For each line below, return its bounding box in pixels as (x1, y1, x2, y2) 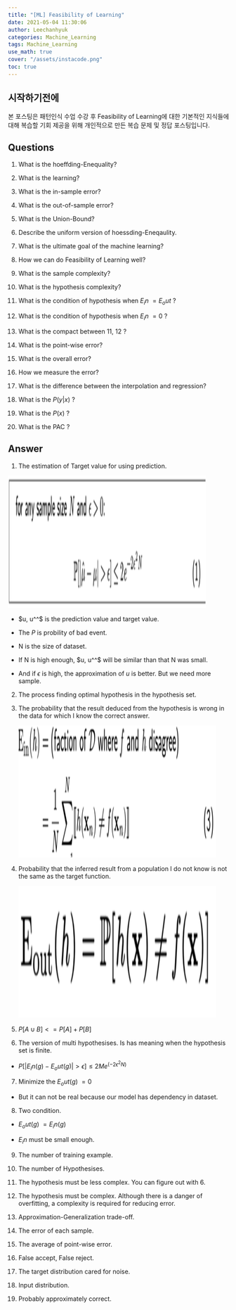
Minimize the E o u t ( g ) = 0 (18, 1077, 92, 1087)
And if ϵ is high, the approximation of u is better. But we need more (18, 669, 211, 678)
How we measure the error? (18, 368, 99, 376)
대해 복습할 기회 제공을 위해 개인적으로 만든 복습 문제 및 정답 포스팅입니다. (8, 120, 210, 129)
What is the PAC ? (18, 422, 70, 431)
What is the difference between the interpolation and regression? (18, 381, 206, 390)
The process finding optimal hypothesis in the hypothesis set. (18, 690, 197, 699)
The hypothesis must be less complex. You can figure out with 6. (18, 1178, 206, 1186)
